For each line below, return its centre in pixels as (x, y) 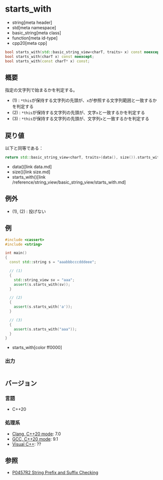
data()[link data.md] (32, 167)
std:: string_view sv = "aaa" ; (44, 280)
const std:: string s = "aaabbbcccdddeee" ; (53, 262)
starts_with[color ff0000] (37, 348)
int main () (16, 253)
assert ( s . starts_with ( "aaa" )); (45, 329)
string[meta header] (32, 22)
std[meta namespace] (34, 27)
